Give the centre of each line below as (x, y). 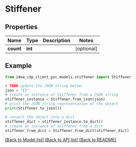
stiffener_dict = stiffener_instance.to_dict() (54, 122)
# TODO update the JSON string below (43, 86)
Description (57, 41)
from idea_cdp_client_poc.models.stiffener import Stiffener (68, 77)
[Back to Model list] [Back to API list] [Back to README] (61, 140)
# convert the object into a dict (40, 117)
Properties (21, 27)
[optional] (86, 49)
